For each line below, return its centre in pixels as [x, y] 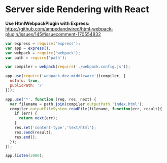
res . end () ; [26, 137]
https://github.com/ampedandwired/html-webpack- [59, 28]
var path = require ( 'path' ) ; [36, 58]
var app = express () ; [28, 48]
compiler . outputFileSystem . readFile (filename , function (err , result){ [86, 109]
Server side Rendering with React [77, 9]
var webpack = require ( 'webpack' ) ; [43, 53]
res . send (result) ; [34, 132]
